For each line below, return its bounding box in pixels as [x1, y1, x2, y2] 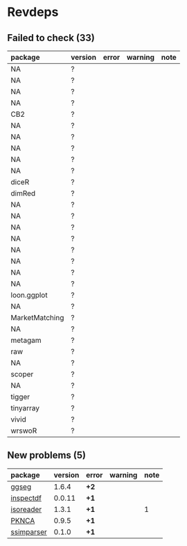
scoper [10, 369, 34, 379]
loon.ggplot [10, 290, 48, 300]
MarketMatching [10, 313, 64, 322]
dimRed [10, 188, 36, 198]
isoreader [10, 504, 42, 514]
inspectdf [10, 493, 42, 503]
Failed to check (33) [7, 32, 96, 44]
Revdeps [7, 4, 59, 20]
